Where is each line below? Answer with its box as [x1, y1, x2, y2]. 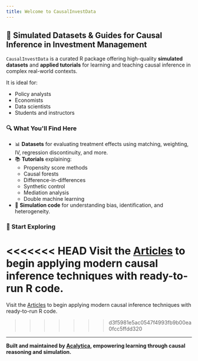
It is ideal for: [6, 79, 38, 86]
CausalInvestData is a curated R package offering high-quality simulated [6, 55, 183, 62]
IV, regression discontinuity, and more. [14, 148, 108, 156]
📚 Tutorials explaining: [14, 155, 72, 163]
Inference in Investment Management [6, 39, 147, 50]
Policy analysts [14, 91, 51, 98]
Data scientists [14, 103, 51, 110]
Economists [14, 97, 44, 104]
